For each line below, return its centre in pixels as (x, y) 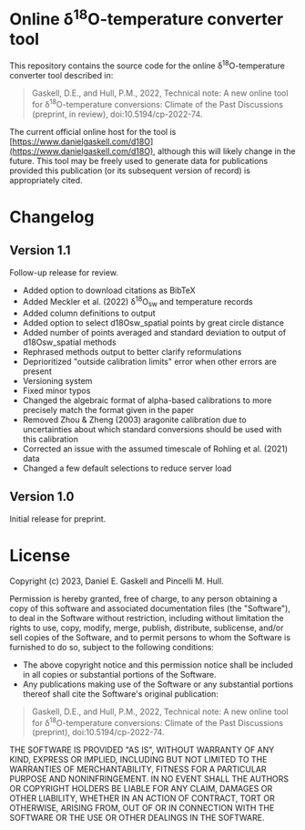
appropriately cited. (46, 180)
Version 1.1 (40, 250)
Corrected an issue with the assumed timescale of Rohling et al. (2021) (155, 449)
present (37, 371)
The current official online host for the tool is (93, 131)
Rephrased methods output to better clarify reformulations (132, 352)
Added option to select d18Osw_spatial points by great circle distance (153, 323)
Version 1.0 (42, 497)
